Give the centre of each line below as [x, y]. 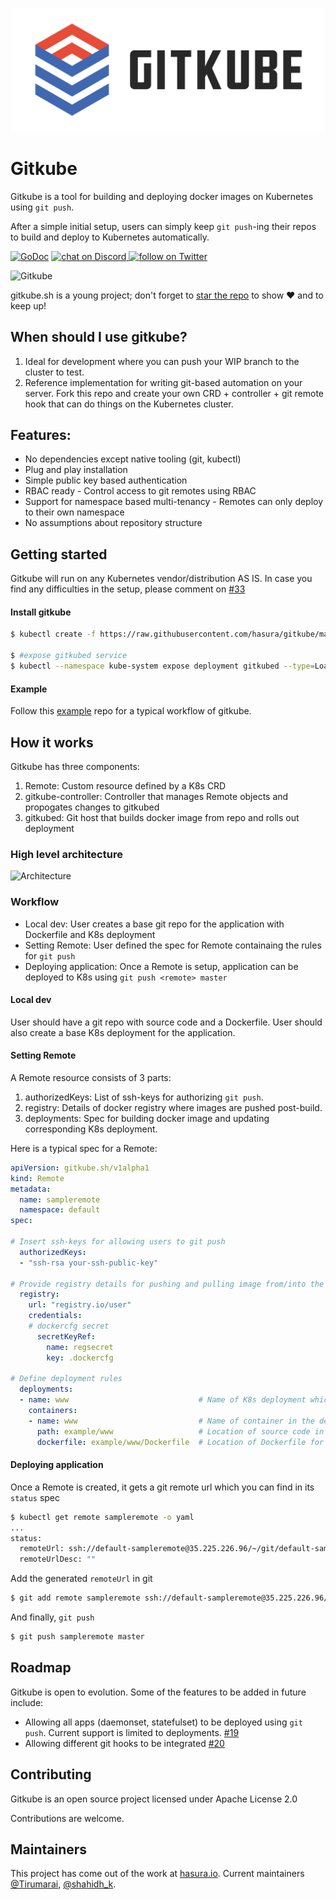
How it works [52, 742]
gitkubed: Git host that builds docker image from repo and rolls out [162, 817]
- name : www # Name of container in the [171, 1421]
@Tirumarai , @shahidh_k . [63, 1884]
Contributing [51, 1774]
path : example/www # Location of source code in [180, 1431]
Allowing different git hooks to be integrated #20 [124, 1743]
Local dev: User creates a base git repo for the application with [154, 924]
